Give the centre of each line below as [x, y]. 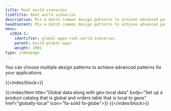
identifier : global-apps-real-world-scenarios [65, 39]
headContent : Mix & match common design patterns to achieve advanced [82, 24]
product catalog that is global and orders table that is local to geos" [76, 98]
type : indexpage [22, 52]
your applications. [24, 72]
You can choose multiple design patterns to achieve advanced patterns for [83, 67]
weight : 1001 [28, 48]
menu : [11, 29]
